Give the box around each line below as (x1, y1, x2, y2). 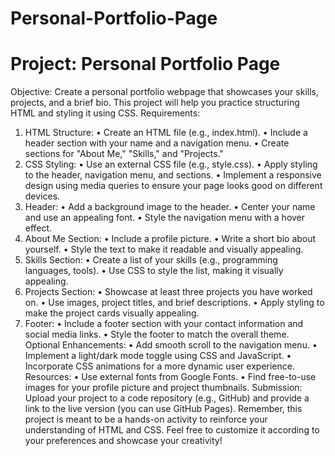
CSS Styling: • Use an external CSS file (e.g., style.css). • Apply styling (24, 158, 318, 171)
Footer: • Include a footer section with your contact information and (24, 318, 304, 330)
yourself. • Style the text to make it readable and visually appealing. (24, 243, 304, 256)
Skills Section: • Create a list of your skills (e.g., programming (24, 254, 278, 266)
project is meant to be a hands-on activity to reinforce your (24, 413, 268, 426)
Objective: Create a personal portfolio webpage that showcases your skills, (10, 86, 319, 98)
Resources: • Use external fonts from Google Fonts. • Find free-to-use (24, 371, 317, 383)
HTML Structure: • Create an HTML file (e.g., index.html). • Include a (24, 127, 308, 139)
